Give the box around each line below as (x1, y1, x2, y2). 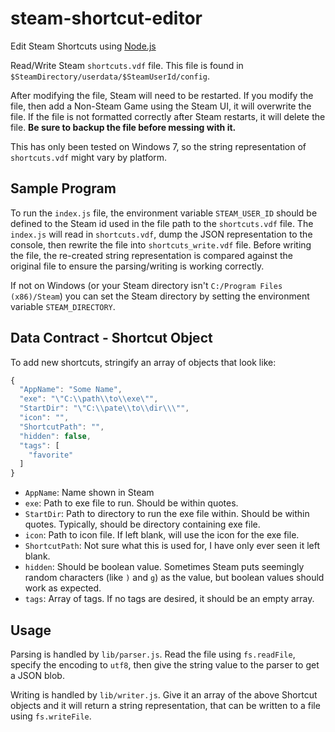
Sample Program (10, 180, 117, 197)
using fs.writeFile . (10, 710, 92, 722)
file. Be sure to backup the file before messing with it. (10, 121, 237, 133)
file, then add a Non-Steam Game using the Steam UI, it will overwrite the (10, 100, 312, 112)
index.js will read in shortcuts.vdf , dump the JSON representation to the (10, 228, 313, 240)
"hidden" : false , (19, 431, 92, 441)
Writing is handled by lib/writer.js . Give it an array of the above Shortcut (10, 689, 318, 701)
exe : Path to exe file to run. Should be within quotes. (24, 497, 239, 509)
